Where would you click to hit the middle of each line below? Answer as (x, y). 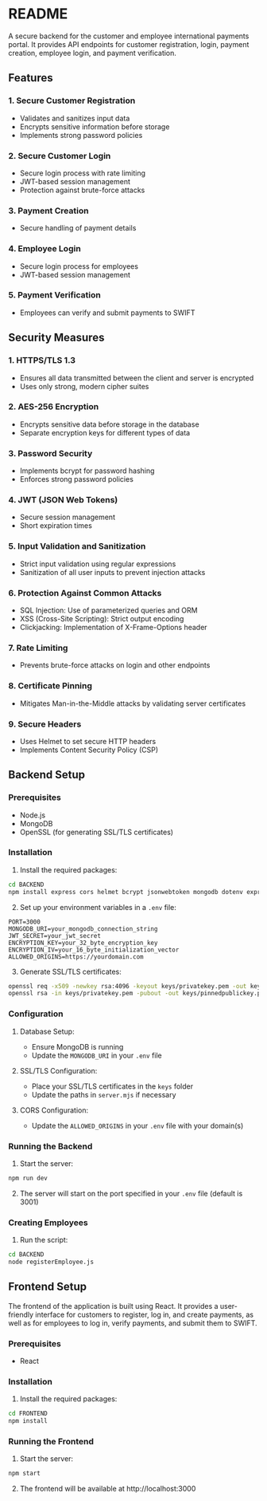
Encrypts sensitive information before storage (95, 126)
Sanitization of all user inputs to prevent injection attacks (112, 572)
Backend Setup (47, 775)
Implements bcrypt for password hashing (87, 471)
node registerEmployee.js (51, 1262)
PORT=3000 (25, 922)
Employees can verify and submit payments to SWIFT (107, 313)
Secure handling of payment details (78, 228)
